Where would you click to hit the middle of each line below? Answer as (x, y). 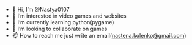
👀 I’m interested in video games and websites (69, 16)
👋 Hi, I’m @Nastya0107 (41, 9)
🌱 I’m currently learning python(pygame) (63, 22)
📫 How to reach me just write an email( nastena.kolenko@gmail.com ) (99, 36)
